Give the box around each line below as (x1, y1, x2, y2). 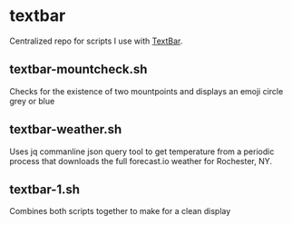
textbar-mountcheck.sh (9, 62, 148, 77)
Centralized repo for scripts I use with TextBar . (9, 35, 183, 46)
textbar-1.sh (9, 181, 80, 197)
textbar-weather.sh (9, 122, 122, 137)
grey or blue (9, 95, 55, 106)
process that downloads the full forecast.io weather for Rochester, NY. (9, 155, 273, 166)
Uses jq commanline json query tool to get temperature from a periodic (9, 146, 275, 157)
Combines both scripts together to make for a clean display (9, 206, 231, 217)
